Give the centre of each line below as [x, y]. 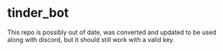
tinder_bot [38, 13]
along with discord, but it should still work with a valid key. [91, 39]
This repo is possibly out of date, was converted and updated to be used [112, 32]
